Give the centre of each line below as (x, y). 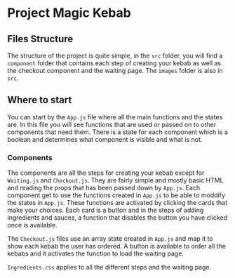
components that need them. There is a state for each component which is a (117, 132)
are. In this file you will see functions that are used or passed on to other (112, 124)
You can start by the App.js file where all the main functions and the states (115, 117)
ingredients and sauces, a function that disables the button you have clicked (117, 218)
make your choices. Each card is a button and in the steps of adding (106, 210)
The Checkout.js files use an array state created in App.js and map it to (110, 239)
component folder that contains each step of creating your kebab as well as (114, 63)
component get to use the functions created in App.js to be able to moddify (116, 195)
